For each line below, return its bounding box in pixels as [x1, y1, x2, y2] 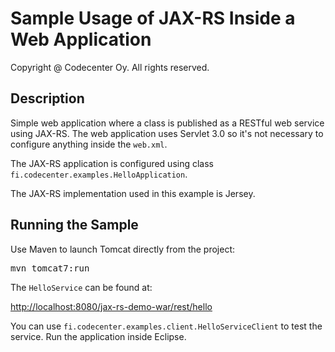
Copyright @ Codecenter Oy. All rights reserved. [10, 61, 210, 73]
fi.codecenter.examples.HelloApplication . [10, 168, 188, 180]
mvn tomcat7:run [10, 262, 90, 274]
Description [10, 90, 85, 107]
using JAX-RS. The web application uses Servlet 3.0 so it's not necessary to [10, 127, 324, 139]
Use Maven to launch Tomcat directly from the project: [10, 243, 236, 255]
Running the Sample [10, 217, 139, 234]
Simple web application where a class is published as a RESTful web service [10, 117, 325, 129]
